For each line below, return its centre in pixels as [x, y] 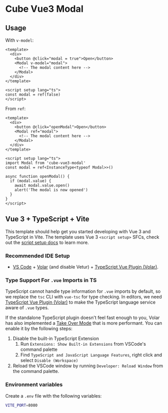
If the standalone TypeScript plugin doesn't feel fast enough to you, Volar [83, 318]
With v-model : [20, 40]
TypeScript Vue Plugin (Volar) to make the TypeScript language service [80, 302]
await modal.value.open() [42, 185]
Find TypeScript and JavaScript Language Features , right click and [91, 355]
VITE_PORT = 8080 [22, 405]
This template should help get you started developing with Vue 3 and [78, 231]
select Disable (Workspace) [49, 361]
